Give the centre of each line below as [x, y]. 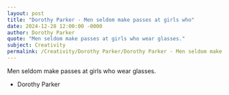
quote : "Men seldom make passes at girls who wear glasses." [96, 39]
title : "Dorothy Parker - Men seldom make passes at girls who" [101, 20]
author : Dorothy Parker [41, 32]
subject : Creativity [37, 45]
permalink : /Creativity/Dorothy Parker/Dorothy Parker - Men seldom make [115, 52]
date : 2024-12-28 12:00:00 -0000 [55, 26]
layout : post [26, 13]
